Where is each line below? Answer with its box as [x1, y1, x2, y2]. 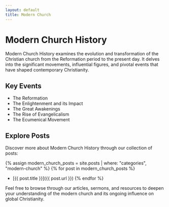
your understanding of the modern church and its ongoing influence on [5, 191, 154, 197]
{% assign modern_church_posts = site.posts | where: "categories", [5, 160, 147, 166]
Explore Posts [5, 131, 50, 140]
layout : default [5, 7, 40, 13]
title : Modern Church [5, 12, 51, 17]
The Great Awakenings [12, 106, 60, 112]
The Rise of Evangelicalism [12, 111, 70, 117]
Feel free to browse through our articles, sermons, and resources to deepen [5, 185, 164, 191]
